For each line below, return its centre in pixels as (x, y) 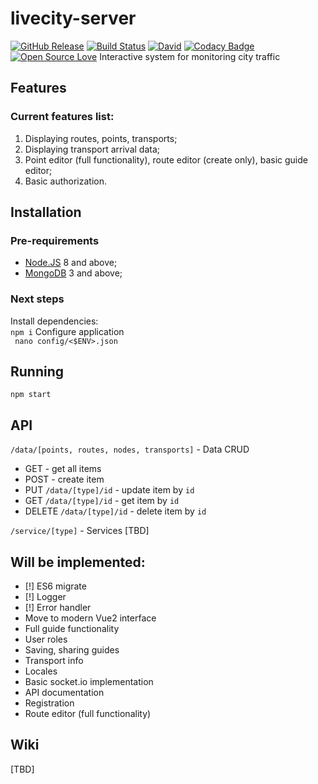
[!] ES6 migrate (55, 586)
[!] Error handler (58, 608)
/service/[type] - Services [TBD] (80, 531)
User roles (46, 639)
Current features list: (62, 117)
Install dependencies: (54, 321)
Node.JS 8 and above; (71, 263)
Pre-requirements (55, 240)
